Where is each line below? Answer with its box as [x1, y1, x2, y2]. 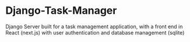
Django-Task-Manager [5, 4, 117, 17]
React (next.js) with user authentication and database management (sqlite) [5, 29, 185, 36]
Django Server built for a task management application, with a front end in [5, 23, 183, 30]
